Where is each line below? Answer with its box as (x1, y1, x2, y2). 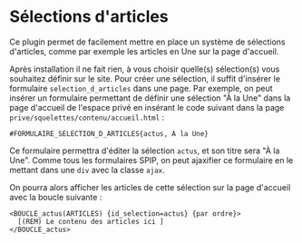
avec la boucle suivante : (9, 191, 102, 202)
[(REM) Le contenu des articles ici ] (17, 217, 165, 226)
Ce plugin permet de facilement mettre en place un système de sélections (9, 36, 286, 47)
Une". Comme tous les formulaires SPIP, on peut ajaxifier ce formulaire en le (9, 154, 294, 165)
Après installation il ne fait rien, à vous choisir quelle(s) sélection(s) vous (9, 63, 280, 74)
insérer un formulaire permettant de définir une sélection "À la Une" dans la (9, 92, 291, 103)
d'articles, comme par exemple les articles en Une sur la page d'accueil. (9, 45, 279, 56)
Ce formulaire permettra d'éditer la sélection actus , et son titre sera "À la (9, 145, 280, 156)
